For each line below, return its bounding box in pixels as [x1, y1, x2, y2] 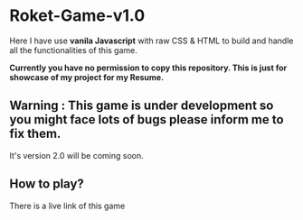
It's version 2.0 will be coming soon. [9, 150, 145, 160]
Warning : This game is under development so [9, 98, 274, 114]
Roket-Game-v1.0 [9, 5, 146, 26]
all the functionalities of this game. [9, 44, 138, 55]
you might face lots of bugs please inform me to [9, 112, 284, 127]
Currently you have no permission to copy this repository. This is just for [9, 62, 288, 73]
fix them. [9, 126, 62, 142]
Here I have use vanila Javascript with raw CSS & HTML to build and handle [9, 35, 294, 46]
